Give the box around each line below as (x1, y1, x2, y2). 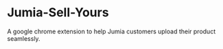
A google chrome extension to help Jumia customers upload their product (7, 27, 216, 35)
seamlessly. (7, 34, 40, 42)
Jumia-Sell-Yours (7, 5, 109, 20)
